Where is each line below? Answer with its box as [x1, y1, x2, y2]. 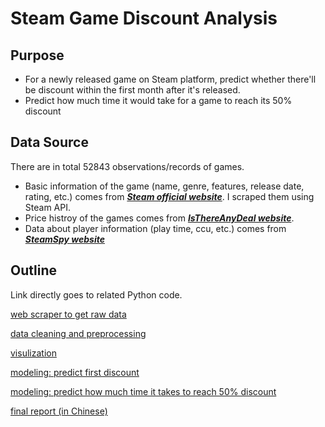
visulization [10, 347, 57, 359]
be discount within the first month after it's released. [24, 84, 241, 96]
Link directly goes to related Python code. [10, 288, 183, 301]
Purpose [10, 47, 65, 64]
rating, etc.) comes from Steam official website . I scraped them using [24, 190, 315, 202]
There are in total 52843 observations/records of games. [10, 160, 245, 172]
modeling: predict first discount [10, 366, 140, 378]
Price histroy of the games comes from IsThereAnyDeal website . [24, 212, 295, 224]
